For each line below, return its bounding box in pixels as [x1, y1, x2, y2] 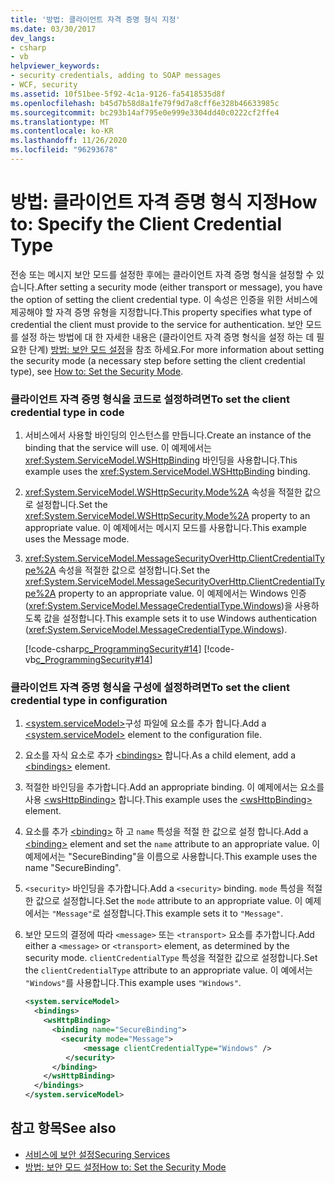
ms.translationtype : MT [10, 117, 110, 127]
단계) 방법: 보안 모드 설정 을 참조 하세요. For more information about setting [28, 343, 325, 355]
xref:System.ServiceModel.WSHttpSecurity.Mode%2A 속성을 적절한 [24, 486, 303, 498]
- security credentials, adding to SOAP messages [10, 71, 222, 81]
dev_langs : [10, 33, 56, 43]
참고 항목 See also [10, 1120, 117, 1137]
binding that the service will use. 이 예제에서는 [24, 442, 212, 454]
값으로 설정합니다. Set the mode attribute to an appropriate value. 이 [35, 895, 303, 907]
